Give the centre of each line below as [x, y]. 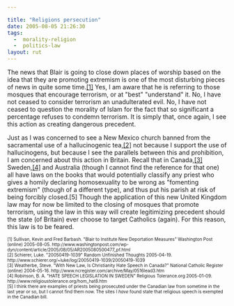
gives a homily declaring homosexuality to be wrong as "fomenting [103, 182]
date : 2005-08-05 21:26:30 [46, 26]
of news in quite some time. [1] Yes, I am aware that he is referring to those [114, 87]
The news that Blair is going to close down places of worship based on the [114, 72]
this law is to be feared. [41, 227]
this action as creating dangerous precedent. [72, 124]
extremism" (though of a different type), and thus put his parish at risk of [111, 190]
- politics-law [37, 46]
